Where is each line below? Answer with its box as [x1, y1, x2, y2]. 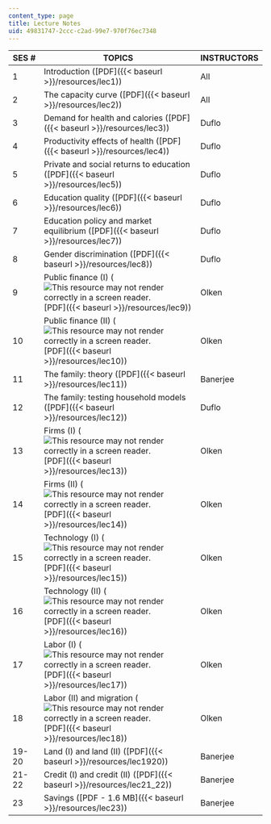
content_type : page [8, 11, 74, 20]
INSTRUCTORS [200, 52, 259, 64]
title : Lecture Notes [8, 19, 81, 27]
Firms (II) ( [44, 479, 84, 490]
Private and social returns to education [44, 159, 191, 170]
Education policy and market [44, 215, 152, 227]
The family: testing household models [44, 392, 186, 404]
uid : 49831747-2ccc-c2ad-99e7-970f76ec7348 [8, 27, 157, 35]
